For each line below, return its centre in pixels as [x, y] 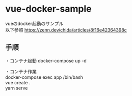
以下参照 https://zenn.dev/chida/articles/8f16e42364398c [66, 30]
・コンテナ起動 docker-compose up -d [46, 60]
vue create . [18, 82]
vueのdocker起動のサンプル [34, 23]
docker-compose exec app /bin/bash [44, 77]
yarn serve [17, 88]
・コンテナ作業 [21, 71]
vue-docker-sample [48, 9]
